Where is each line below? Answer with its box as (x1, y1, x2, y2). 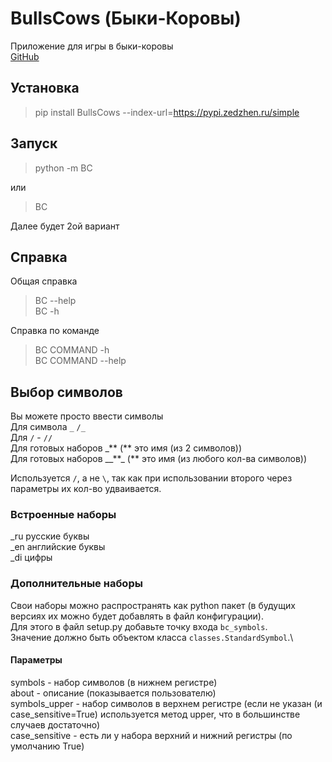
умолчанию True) (10, 740, 85, 752)
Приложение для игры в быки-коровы (10, 40, 174, 52)
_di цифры (10, 552, 53, 564)
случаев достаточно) (10, 718, 101, 731)
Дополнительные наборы (10, 577, 143, 591)
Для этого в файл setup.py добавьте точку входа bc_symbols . (10, 620, 268, 632)
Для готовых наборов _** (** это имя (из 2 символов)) (10, 442, 243, 454)
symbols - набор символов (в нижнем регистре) (10, 676, 218, 688)
